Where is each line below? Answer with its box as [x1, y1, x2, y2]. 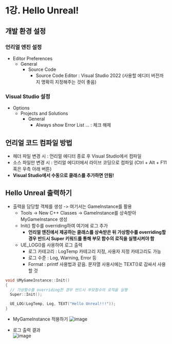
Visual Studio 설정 [5, 93, 50, 100]
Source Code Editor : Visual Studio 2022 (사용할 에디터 [35, 72, 150, 79]
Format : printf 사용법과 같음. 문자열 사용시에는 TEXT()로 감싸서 [28, 261, 157, 267]
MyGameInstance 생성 [20, 216, 68, 222]
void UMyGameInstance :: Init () [5, 278, 70, 283]
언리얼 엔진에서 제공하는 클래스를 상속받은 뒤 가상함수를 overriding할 [28, 229, 166, 235]
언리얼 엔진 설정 [5, 43, 42, 50]
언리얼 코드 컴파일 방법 [5, 138, 73, 147]
